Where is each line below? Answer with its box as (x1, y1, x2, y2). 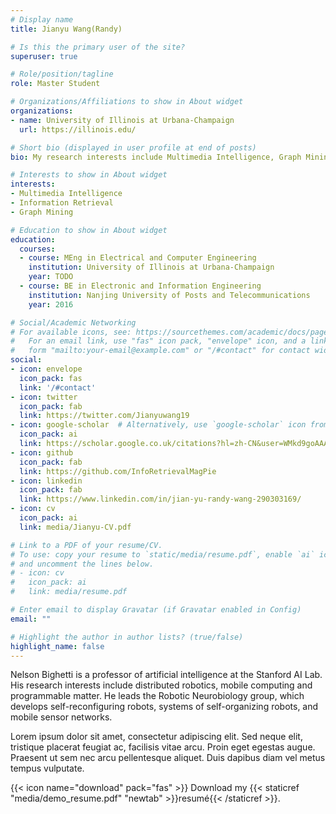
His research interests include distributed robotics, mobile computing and (10, 679, 313, 691)
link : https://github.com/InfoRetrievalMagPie (19, 466, 217, 476)
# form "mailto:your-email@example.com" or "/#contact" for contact (10, 346, 311, 356)
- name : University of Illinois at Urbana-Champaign (10, 115, 235, 125)
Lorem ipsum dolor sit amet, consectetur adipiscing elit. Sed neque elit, (10, 731, 303, 743)
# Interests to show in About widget (10, 170, 168, 180)
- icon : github (10, 447, 74, 458)
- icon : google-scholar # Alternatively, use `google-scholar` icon (10, 420, 307, 430)
